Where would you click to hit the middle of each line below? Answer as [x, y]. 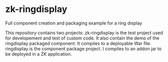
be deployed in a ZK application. [38, 54]
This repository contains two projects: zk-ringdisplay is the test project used [84, 32]
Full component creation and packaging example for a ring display [74, 23]
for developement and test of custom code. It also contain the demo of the [82, 38]
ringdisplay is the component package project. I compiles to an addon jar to [83, 48]
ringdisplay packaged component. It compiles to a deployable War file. [78, 43]
